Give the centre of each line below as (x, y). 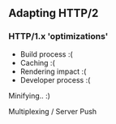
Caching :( (37, 62)
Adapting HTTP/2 (54, 13)
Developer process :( (55, 79)
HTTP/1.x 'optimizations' (58, 36)
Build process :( (46, 54)
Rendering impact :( (53, 71)
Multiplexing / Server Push (53, 111)
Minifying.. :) (30, 96)
